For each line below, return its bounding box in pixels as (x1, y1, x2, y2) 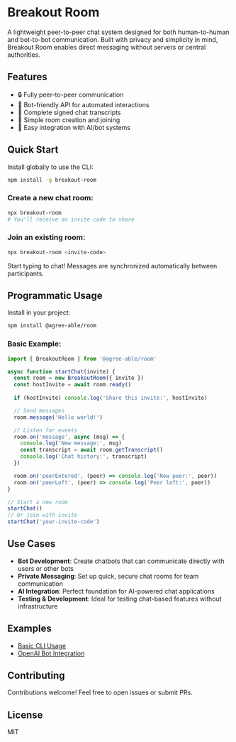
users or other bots (17, 564, 74, 572)
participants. (7, 269, 45, 278)
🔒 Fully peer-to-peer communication (17, 90, 124, 99)
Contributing (7, 670, 65, 682)
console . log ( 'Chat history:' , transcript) (20, 453, 147, 460)
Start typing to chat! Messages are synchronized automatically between (7, 261, 218, 270)
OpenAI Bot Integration (17, 649, 85, 658)
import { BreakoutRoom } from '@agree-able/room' (7, 355, 157, 362)
